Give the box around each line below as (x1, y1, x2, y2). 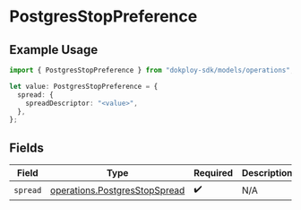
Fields (9, 140, 45, 155)
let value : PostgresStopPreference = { (9, 82, 159, 91)
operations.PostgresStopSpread (50, 184, 185, 197)
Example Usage (9, 42, 99, 57)
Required (193, 167, 234, 179)
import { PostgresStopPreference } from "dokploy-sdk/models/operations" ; (9, 66, 295, 74)
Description (241, 167, 293, 179)
